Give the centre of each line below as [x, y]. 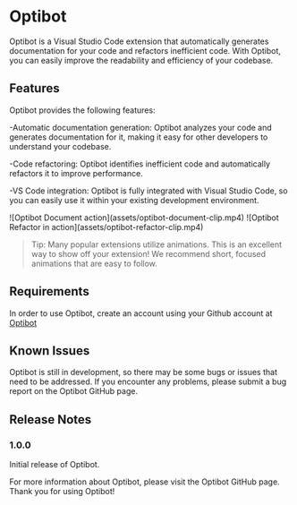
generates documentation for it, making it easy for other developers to [139, 137]
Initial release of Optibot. [55, 465]
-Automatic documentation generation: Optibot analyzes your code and [141, 127]
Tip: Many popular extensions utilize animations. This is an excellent [157, 244]
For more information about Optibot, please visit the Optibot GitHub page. [144, 482]
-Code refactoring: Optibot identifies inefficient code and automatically [140, 164]
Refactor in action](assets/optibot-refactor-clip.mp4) [106, 227]
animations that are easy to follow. [94, 263]
